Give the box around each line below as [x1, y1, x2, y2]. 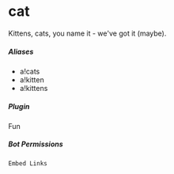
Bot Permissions [8, 139, 63, 149]
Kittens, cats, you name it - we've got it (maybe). [8, 28, 167, 38]
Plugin [8, 101, 30, 111]
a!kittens [19, 83, 48, 93]
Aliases [8, 47, 34, 56]
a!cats [19, 66, 40, 76]
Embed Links [8, 159, 47, 168]
